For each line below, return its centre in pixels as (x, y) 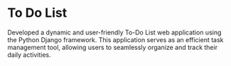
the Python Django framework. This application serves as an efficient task (116, 39)
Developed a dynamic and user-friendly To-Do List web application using (114, 32)
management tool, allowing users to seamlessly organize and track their (113, 47)
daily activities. (29, 55)
